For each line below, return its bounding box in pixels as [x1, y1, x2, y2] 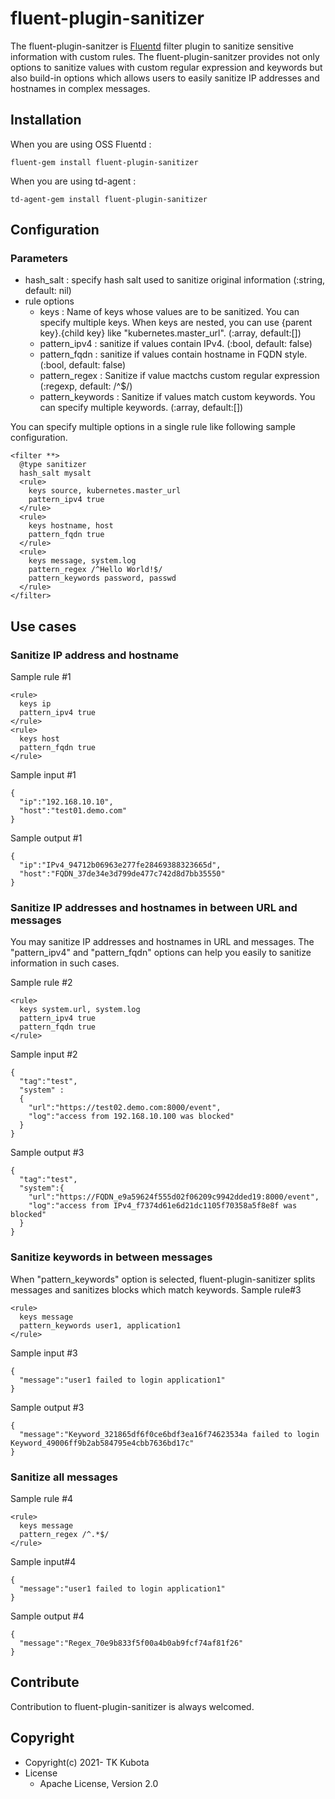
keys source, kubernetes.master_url [28, 486, 182, 496]
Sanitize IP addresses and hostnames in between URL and [10, 901, 298, 915]
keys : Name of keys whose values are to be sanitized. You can [39, 306, 300, 318]
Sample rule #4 [10, 1493, 74, 1505]
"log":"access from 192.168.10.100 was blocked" [28, 1112, 235, 1122]
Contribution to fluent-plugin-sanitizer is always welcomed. [10, 1700, 255, 1712]
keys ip [19, 699, 52, 709]
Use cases [10, 618, 77, 635]
